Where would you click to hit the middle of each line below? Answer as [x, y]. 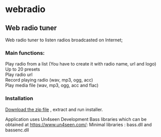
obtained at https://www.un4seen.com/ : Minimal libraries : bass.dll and [78, 124]
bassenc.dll [17, 130]
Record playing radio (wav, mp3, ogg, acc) [49, 80]
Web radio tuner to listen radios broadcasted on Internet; [64, 40]
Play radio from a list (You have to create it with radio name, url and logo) [81, 64]
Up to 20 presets [23, 70]
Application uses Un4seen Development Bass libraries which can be [76, 119]
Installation [19, 98]
